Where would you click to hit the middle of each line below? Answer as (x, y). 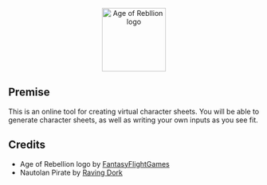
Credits (27, 145)
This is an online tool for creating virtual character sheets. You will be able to (134, 111)
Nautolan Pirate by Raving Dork (71, 172)
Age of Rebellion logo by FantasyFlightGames (94, 164)
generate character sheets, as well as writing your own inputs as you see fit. (133, 120)
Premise (29, 92)
